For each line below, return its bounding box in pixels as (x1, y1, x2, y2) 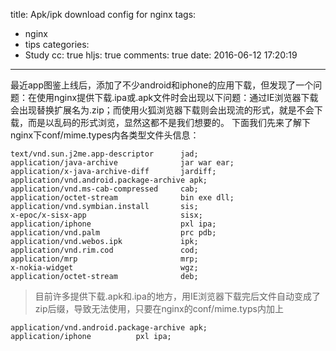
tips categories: (24, 39, 90, 50)
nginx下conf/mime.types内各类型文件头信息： (10, 129, 200, 141)
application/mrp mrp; (10, 254, 199, 264)
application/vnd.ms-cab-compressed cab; (10, 184, 199, 194)
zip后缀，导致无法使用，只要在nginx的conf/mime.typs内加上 (34, 303, 284, 314)
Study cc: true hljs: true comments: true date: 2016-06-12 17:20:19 (24, 49, 298, 61)
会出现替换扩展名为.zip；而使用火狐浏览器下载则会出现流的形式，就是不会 (10, 104, 315, 116)
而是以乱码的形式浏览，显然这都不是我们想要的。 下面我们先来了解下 (27, 117, 311, 128)
